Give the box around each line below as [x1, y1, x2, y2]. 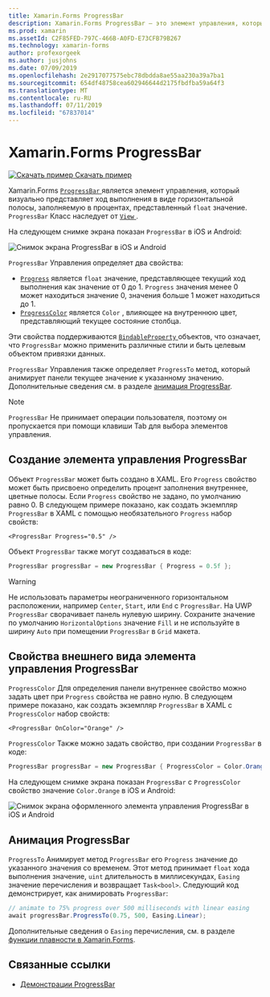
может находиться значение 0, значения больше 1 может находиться [19, 290, 260, 300]
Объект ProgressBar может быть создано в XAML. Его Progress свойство [8, 474, 257, 484]
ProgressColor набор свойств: [8, 709, 110, 719]
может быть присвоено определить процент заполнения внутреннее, [8, 483, 249, 492]
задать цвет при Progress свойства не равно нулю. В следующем [8, 692, 233, 701]
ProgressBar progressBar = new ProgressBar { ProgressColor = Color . [8, 762, 247, 771]
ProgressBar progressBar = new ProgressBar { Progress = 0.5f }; [8, 562, 231, 570]
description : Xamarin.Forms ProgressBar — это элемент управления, [8, 19, 239, 27]
